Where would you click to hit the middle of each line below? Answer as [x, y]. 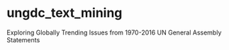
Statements [23, 39]
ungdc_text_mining [65, 13]
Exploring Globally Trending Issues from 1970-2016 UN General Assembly [114, 32]
